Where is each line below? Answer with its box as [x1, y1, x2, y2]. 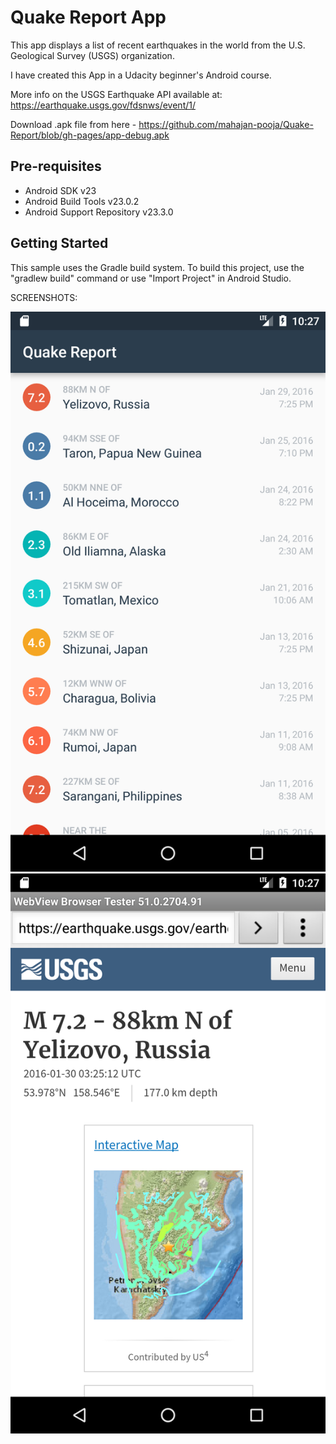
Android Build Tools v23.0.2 [24, 195, 140, 207]
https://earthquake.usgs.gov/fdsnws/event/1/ [10, 99, 196, 111]
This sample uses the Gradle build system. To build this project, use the [10, 261, 305, 273]
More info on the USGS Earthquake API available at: [10, 88, 223, 100]
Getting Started [10, 235, 109, 252]
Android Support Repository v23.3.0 [24, 206, 174, 218]
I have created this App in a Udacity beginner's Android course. [10, 69, 272, 81]
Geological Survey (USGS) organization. [10, 49, 175, 61]
